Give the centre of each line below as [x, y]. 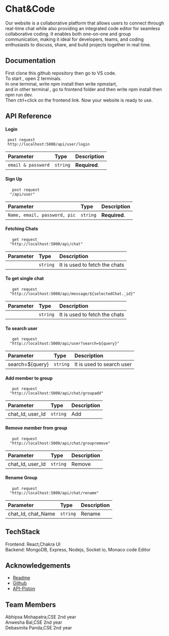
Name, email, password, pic [42, 215]
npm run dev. [19, 94]
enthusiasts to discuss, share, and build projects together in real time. [78, 44]
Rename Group [21, 478]
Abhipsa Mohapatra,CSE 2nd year [41, 617]
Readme [21, 578]
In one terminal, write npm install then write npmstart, [61, 84]
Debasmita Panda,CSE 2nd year [39, 628]
